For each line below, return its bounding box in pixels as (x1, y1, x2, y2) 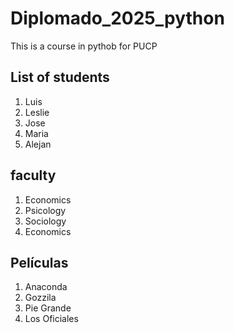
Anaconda (24, 281, 68, 293)
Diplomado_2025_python (10, 7, 225, 30)
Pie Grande (24, 302, 72, 314)
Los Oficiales (24, 313, 79, 325)
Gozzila (24, 292, 57, 304)
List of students (10, 69, 110, 86)
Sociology (24, 215, 67, 227)
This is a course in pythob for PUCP (10, 40, 158, 52)
